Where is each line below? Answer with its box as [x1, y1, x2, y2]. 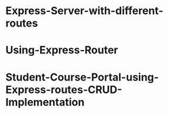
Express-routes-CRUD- [5, 83, 122, 96]
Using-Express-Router [5, 43, 118, 57]
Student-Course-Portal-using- [5, 71, 160, 83]
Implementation [5, 95, 85, 109]
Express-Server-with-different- [5, 4, 164, 18]
